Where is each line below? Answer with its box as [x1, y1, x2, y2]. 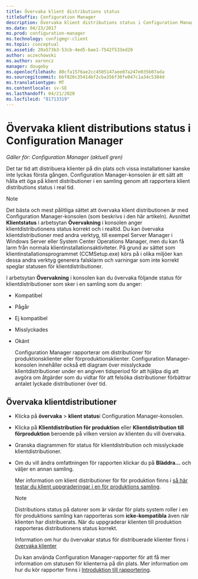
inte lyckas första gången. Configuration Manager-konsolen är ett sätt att [6, 171, 183, 178]
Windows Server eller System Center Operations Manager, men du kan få [6, 238, 184, 245]
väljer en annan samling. [14, 465, 74, 472]
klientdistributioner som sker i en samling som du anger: [6, 280, 143, 287]
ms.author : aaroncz [6, 58, 54, 64]
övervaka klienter [14, 543, 57, 550]
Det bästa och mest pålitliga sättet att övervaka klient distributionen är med [6, 207, 189, 214]
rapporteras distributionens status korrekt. [14, 525, 118, 532]
